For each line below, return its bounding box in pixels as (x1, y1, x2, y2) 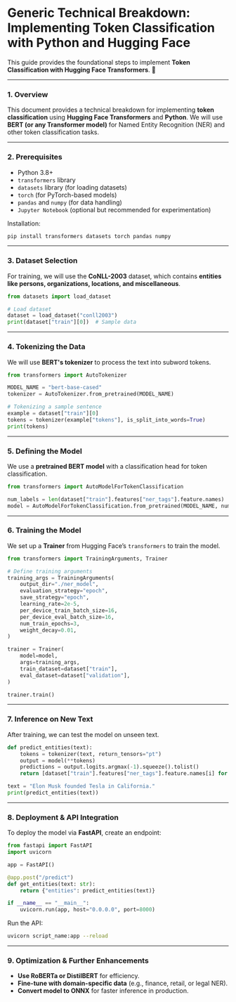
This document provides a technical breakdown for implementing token (7, 105, 214, 114)
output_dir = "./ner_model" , (20, 581, 99, 588)
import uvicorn (7, 849, 52, 856)
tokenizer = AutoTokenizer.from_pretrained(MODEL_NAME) (7, 391, 174, 398)
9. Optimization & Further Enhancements (7, 956, 149, 965)
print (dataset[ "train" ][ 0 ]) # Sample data (7, 318, 137, 326)
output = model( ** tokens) (20, 757, 96, 764)
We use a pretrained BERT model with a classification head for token (7, 462, 207, 470)
